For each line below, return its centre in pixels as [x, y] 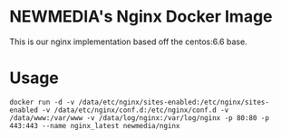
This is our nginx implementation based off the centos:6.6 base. [128, 42]
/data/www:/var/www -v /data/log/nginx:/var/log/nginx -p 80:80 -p [140, 118]
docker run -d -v [42, 102]
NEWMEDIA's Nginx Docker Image [141, 17]
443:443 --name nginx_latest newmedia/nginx [95, 125]
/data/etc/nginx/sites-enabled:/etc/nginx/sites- [174, 102]
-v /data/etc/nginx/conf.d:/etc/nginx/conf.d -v [136, 110]
